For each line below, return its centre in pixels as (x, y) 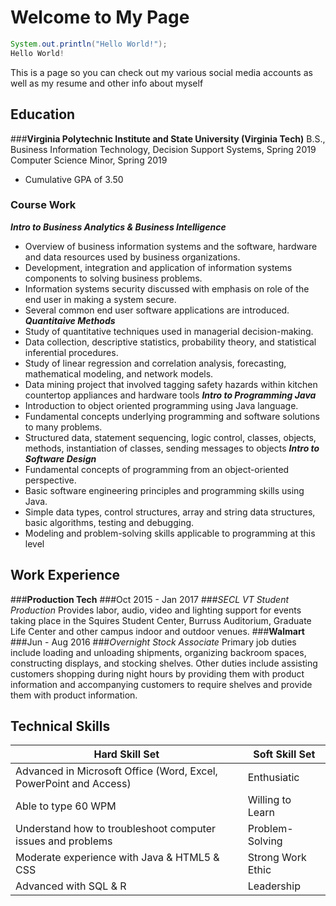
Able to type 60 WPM (66, 806)
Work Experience (65, 575)
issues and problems (64, 841)
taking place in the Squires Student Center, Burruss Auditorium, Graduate (161, 620)
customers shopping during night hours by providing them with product (157, 673)
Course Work (43, 205)
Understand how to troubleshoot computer (116, 829)
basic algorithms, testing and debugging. (109, 522)
